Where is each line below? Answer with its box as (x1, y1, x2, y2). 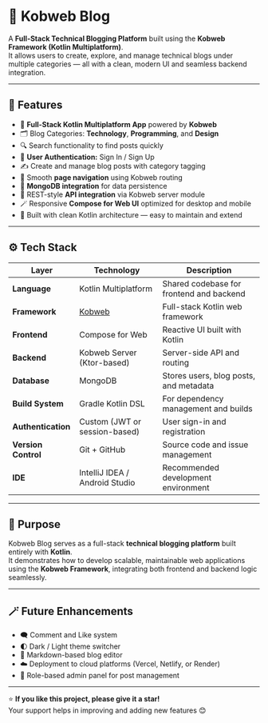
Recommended (162, 461, 219, 473)
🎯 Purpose (8, 517, 61, 531)
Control (12, 449, 41, 460)
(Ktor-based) (79, 357, 130, 368)
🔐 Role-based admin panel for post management (19, 671, 179, 681)
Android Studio (79, 477, 136, 488)
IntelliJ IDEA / (79, 467, 130, 478)
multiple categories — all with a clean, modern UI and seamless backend (8, 59, 247, 69)
